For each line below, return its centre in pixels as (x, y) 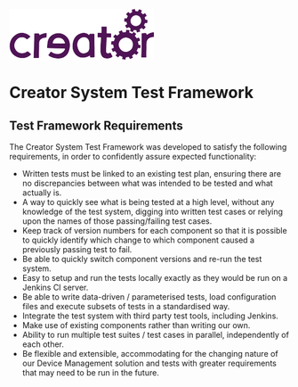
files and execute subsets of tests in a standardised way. (126, 306)
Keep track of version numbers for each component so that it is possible (154, 231)
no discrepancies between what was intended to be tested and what (147, 183)
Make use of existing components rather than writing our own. (136, 325)
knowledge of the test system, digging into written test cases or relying (152, 211)
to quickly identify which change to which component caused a (138, 240)
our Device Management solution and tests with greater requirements (149, 363)
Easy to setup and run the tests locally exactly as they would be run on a (155, 278)
